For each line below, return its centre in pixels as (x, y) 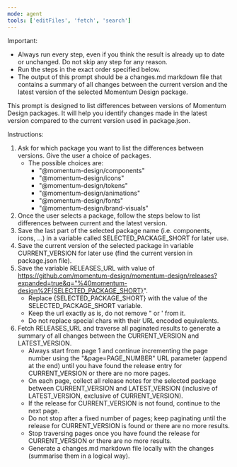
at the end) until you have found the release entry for (105, 365)
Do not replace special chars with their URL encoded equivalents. (123, 320)
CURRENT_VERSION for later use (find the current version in (105, 253)
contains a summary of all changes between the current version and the (122, 84)
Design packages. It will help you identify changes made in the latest (107, 113)
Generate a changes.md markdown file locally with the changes (121, 448)
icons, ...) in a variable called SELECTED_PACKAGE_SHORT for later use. (123, 238)
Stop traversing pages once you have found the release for (114, 433)
